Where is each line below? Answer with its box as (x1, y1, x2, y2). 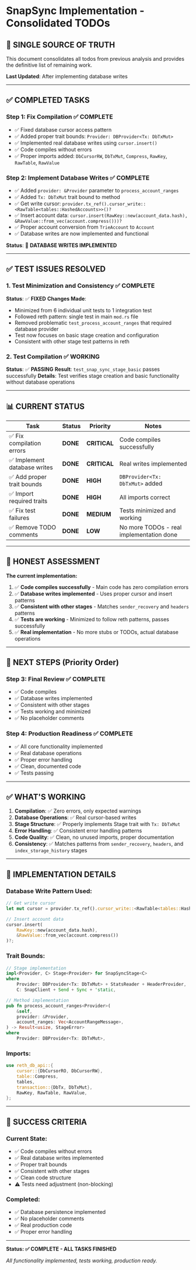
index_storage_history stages (14, 847, 87, 854)
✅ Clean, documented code (14, 762, 82, 770)
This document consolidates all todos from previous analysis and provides (6, 56, 185, 62)
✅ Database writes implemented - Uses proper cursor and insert (14, 590, 173, 597)
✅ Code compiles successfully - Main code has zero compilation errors (14, 583, 189, 590)
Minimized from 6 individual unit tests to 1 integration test (14, 307, 152, 314)
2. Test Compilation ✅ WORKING (6, 352, 100, 360)
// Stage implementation (6, 965, 66, 971)
